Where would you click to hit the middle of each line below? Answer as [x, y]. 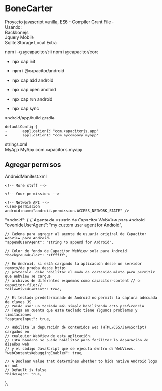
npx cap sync [25, 108]
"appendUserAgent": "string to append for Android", [59, 242]
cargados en [17, 331]
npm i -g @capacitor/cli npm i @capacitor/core [52, 52]
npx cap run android [32, 99]
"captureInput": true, [28, 319]
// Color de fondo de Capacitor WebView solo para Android [66, 251]
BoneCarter [29, 8]
